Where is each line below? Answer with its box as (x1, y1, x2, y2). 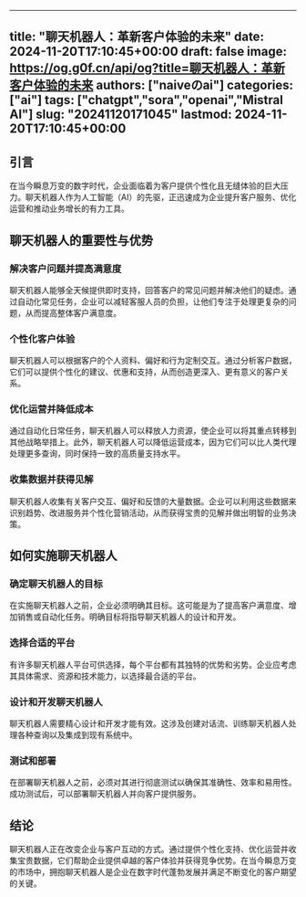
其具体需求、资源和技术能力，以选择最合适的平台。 (9, 670, 201, 681)
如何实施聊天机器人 (9, 548, 117, 564)
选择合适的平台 (9, 637, 76, 649)
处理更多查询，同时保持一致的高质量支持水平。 (9, 448, 185, 459)
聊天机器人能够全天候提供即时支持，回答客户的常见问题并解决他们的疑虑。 (9, 284, 289, 295)
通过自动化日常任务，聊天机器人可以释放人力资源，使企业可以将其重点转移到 (9, 426, 297, 437)
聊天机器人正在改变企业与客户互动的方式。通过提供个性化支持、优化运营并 (9, 844, 289, 855)
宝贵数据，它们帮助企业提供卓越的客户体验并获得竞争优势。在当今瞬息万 (16, 855, 289, 866)
